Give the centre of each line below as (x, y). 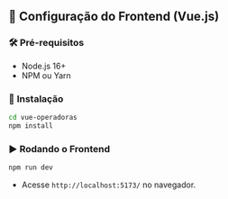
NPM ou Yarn (46, 75)
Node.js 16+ (44, 66)
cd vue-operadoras (43, 117)
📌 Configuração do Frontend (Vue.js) (114, 17)
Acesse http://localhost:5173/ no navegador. (109, 185)
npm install (31, 126)
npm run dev (31, 167)
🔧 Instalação (36, 98)
